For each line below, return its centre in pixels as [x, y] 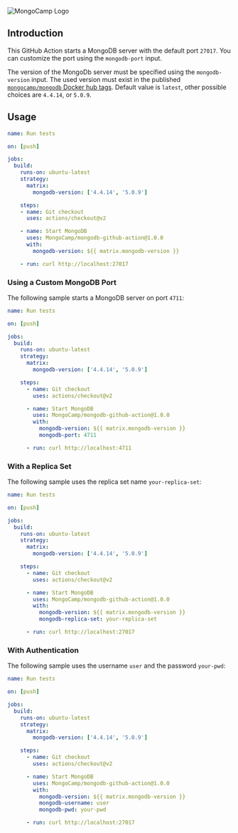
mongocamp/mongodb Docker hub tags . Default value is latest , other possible [117, 87]
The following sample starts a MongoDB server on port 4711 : [96, 297]
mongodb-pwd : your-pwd [72, 810]
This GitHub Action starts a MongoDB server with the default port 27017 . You [119, 51]
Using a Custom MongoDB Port [62, 282]
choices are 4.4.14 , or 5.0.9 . [49, 94]
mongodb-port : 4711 [68, 435]
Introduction [36, 33]
